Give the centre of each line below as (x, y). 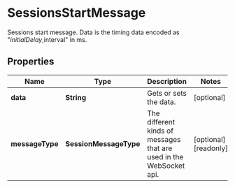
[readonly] (211, 148)
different (161, 122)
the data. (161, 101)
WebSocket (166, 166)
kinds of (160, 131)
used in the (165, 157)
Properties (31, 62)
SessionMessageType (103, 143)
